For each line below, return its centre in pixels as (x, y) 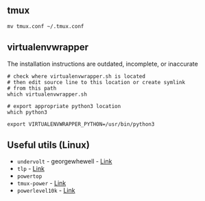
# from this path (32, 88)
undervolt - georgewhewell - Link (64, 161)
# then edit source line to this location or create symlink (96, 82)
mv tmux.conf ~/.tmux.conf (46, 26)
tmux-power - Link (41, 183)
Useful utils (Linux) (49, 145)
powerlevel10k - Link (46, 191)
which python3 (27, 112)
